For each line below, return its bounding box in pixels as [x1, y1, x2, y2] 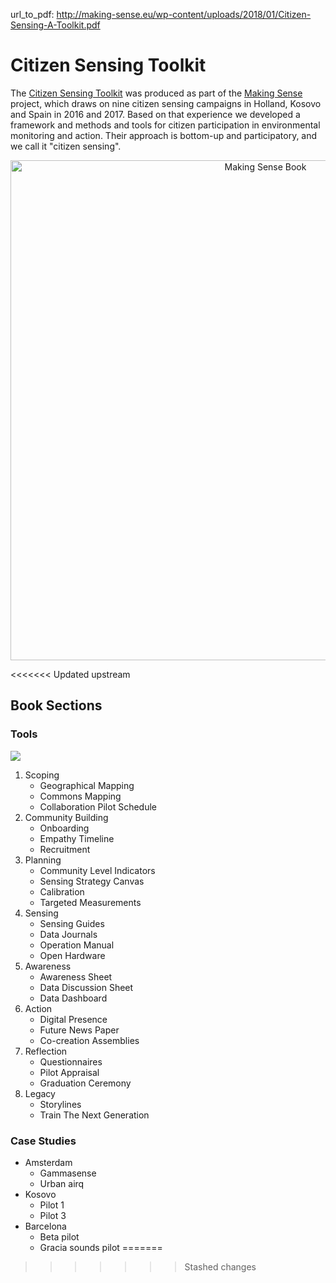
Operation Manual [39, 939, 115, 951]
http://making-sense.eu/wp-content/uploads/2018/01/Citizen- [56, 9, 312, 20]
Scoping [24, 769, 60, 781]
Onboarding [39, 822, 90, 834]
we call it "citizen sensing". [10, 140, 122, 152]
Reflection [24, 1045, 68, 1057]
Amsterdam [24, 1156, 73, 1168]
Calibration [39, 885, 85, 898]
